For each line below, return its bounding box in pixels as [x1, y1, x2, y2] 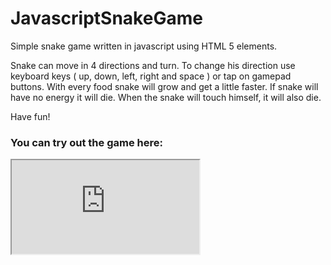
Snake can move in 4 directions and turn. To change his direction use [10, 59, 296, 71]
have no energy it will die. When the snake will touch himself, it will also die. [10, 91, 322, 103]
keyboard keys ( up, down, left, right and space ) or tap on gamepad [10, 70, 292, 82]
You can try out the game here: [10, 135, 163, 149]
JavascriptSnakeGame [10, 7, 203, 30]
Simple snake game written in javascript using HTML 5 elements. [10, 40, 278, 52]
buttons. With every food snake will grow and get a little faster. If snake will [10, 80, 319, 92]
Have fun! [10, 110, 51, 122]
